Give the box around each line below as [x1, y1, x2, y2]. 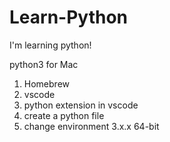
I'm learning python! [9, 39, 92, 51]
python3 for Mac [9, 58, 79, 70]
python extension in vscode [23, 99, 139, 111]
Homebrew [23, 77, 70, 90]
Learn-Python [9, 6, 129, 29]
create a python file [23, 109, 105, 121]
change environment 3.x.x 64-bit [23, 120, 160, 132]
